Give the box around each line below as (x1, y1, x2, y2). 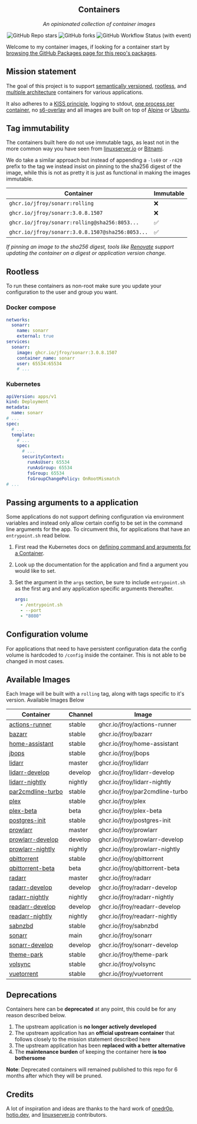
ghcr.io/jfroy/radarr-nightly (98, 893, 174, 902)
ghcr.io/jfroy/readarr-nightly (98, 912, 178, 920)
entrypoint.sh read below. (6, 532, 71, 539)
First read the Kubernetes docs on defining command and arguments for (14, 543, 191, 550)
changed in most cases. (6, 657, 64, 664)
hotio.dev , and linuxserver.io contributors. (6, 1112, 107, 1119)
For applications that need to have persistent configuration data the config (6, 645, 187, 652)
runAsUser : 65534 (27, 460, 70, 466)
